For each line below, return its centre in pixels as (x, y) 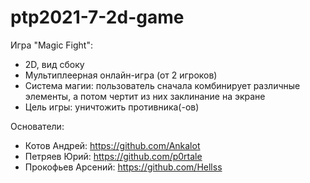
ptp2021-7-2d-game (97, 17)
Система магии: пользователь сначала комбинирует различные (162, 85)
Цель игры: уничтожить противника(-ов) (112, 107)
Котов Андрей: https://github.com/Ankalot (112, 145)
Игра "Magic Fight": (51, 45)
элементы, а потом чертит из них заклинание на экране (145, 96)
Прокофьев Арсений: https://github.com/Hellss (123, 167)
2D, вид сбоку (54, 64)
